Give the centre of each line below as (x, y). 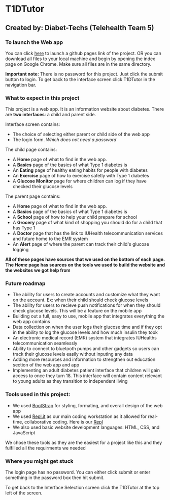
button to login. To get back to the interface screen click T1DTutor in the (80, 79)
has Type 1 (24, 228)
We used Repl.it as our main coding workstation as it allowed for (80, 416)
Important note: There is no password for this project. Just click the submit (84, 74)
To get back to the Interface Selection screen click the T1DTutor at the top (82, 488)
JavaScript (24, 432)
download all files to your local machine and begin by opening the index (80, 59)
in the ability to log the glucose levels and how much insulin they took (85, 332)
